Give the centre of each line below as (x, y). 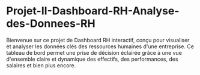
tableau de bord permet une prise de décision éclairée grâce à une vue (94, 52)
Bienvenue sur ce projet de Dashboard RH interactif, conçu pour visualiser (98, 40)
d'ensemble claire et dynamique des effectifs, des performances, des (92, 59)
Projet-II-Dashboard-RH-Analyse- (93, 11)
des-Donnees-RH (51, 24)
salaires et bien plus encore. (41, 65)
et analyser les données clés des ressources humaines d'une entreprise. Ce (100, 46)
